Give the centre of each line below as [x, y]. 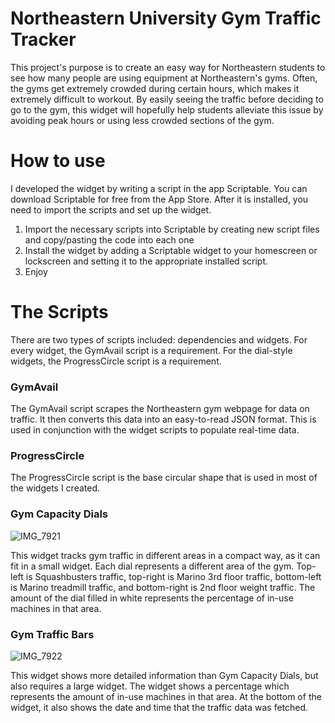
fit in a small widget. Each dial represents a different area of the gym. [152, 566]
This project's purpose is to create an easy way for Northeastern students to [168, 67]
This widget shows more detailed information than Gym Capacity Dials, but [164, 675]
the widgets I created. [55, 488]
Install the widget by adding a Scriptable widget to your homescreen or [171, 250]
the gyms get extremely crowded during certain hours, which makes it [155, 88]
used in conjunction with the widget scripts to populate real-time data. [155, 430]
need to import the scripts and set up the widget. [111, 209]
